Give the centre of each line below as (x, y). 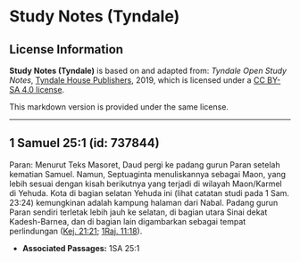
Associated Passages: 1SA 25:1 (81, 248)
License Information (66, 49)
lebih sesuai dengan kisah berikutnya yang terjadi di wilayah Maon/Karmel (146, 184)
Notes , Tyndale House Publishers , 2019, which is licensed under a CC (137, 80)
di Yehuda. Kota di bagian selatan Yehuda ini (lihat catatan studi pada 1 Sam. (150, 192)
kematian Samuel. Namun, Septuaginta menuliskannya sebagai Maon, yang (148, 174)
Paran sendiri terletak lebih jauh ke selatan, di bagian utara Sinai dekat (138, 212)
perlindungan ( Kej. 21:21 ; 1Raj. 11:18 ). (76, 231)
